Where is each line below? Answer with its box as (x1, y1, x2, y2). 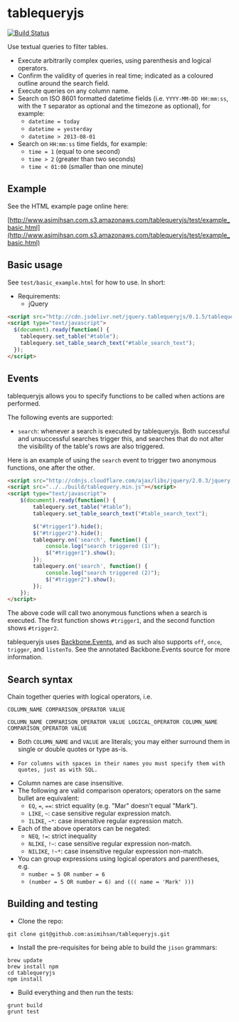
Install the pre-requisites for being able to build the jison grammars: (17, 943, 218, 951)
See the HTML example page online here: (7, 202, 129, 210)
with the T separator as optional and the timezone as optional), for (17, 101, 211, 110)
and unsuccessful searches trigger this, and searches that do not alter (17, 434, 224, 443)
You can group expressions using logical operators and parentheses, (17, 855, 220, 863)
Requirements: (17, 291, 60, 300)
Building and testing (7, 898, 98, 910)
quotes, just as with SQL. (17, 766, 98, 774)
